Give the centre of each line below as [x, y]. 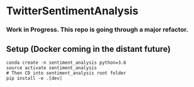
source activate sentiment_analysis [51, 68]
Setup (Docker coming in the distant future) [88, 49]
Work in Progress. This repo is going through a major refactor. [97, 30]
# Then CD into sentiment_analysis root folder [66, 73]
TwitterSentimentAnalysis [72, 11]
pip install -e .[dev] [34, 78]
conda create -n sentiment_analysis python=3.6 [66, 63]
